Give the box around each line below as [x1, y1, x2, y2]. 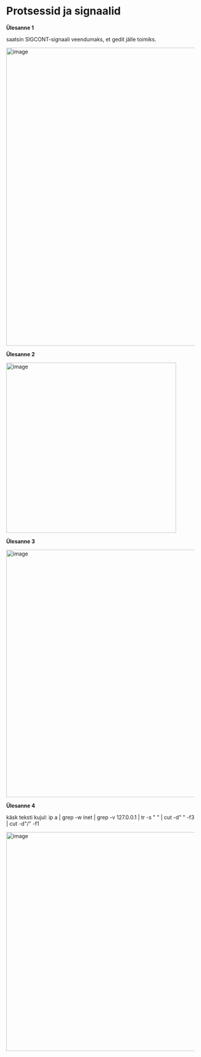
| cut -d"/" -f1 [6, 820, 39, 827]
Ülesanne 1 [6, 24, 34, 31]
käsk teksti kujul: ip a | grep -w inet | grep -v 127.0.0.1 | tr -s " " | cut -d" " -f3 [6, 813, 194, 821]
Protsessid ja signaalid [6, 4, 121, 18]
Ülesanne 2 [6, 350, 35, 358]
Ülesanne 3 [6, 537, 35, 545]
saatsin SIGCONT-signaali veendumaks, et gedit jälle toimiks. [6, 35, 157, 43]
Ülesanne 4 [6, 802, 35, 809]
